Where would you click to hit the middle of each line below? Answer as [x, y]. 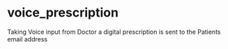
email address [27, 39]
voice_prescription [63, 13]
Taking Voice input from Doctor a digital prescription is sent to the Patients [114, 32]
